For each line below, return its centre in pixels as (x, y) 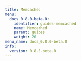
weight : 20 (25, 37)
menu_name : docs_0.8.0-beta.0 (36, 42)
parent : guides (30, 32)
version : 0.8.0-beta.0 (33, 51)
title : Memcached (23, 10)
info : (11, 46)
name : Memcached (31, 28)
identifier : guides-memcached (45, 23)
